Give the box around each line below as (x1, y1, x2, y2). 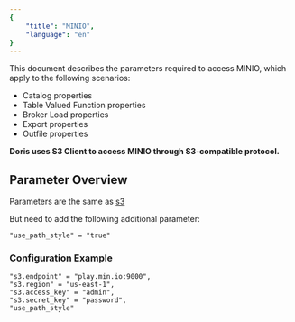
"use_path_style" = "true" (9, 231, 111, 240)
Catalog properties (22, 90, 93, 101)
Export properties (22, 119, 88, 130)
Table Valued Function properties (22, 100, 146, 111)
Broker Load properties (22, 109, 109, 120)
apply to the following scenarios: (9, 73, 131, 84)
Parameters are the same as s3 (9, 196, 125, 207)
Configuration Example (9, 252, 113, 264)
